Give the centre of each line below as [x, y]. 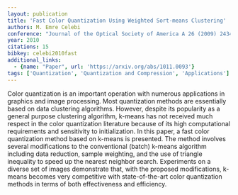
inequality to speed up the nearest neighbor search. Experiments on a [109, 161]
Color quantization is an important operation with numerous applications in [116, 94]
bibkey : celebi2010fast [42, 54]
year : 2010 [23, 40]
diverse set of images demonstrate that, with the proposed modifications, [114, 169]
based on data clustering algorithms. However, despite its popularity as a [114, 108]
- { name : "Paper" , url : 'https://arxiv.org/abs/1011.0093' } [104, 67]
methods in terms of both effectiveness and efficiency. [87, 184]
